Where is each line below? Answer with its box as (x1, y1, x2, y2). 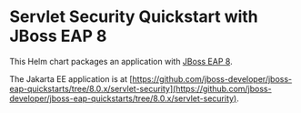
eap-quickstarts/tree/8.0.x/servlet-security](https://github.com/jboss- (9, 83, 272, 94)
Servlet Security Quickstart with (9, 6, 259, 27)
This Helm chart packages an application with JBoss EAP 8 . (9, 56, 234, 67)
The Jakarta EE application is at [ (9, 73, 134, 84)
